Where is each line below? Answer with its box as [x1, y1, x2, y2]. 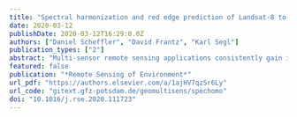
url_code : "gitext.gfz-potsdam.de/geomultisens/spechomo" [9, 86, 227, 95]
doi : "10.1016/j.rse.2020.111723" [9, 94, 137, 104]
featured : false [9, 62, 69, 71]
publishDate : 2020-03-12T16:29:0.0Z [9, 29, 144, 38]
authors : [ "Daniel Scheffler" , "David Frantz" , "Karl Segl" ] [9, 37, 240, 47]
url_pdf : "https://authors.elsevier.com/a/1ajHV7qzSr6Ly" [9, 78, 227, 87]
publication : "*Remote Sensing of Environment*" [9, 70, 192, 79]
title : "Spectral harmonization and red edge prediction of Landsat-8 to [9, 12, 287, 22]
